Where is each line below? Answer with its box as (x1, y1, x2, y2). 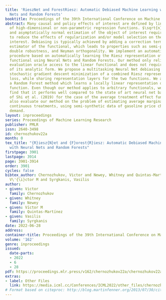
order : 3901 (5, 164, 30, 169)
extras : (5, 274, 21, 279)
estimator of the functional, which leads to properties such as (9, 44, 147, 49)
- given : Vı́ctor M (5, 205, 43, 210)
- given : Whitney (5, 196, 41, 201)
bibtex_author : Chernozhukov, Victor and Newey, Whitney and (5, 172, 134, 178)
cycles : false (5, 168, 35, 173)
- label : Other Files (5, 278, 50, 283)
